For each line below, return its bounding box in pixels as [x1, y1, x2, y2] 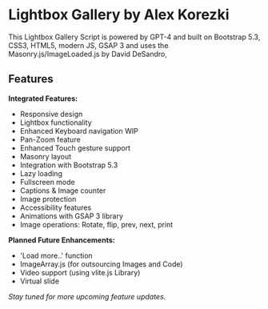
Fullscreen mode [19, 177, 76, 187]
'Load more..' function [19, 251, 94, 260]
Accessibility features [19, 203, 92, 212]
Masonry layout [19, 151, 72, 161]
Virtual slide [19, 276, 60, 286]
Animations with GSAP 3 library [19, 211, 124, 221]
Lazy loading [19, 168, 62, 178]
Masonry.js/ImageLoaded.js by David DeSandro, [8, 49, 168, 58]
